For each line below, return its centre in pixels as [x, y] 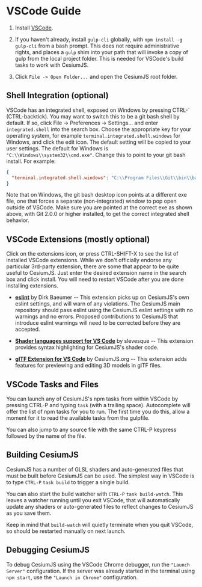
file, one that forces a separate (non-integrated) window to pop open [91, 201]
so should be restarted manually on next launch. [66, 531]
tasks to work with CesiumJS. [52, 65]
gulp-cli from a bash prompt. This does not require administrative [97, 46]
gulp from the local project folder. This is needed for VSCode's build [99, 58]
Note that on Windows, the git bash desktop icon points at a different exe [97, 195]
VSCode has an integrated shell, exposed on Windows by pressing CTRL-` [98, 110]
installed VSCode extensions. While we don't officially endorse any [89, 260]
